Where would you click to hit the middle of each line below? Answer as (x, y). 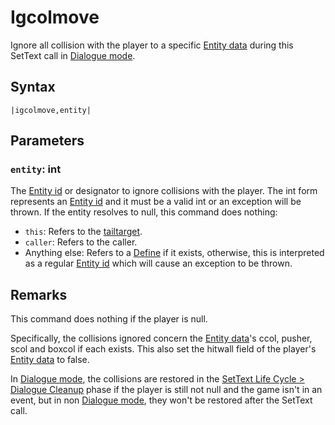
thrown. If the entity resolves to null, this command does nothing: (144, 212)
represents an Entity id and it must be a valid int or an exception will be (156, 202)
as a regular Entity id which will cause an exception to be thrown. (158, 263)
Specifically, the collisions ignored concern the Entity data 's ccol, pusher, (161, 338)
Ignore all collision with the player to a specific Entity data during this (152, 45)
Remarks (39, 294)
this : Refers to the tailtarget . (83, 232)
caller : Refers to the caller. (81, 242)
